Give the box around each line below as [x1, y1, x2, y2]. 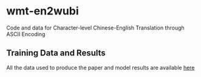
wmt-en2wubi [6, 4, 79, 18]
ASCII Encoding [6, 30, 46, 37]
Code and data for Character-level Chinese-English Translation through [6, 24, 185, 31]
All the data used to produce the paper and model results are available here [6, 64, 196, 71]
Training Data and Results [6, 48, 106, 58]
